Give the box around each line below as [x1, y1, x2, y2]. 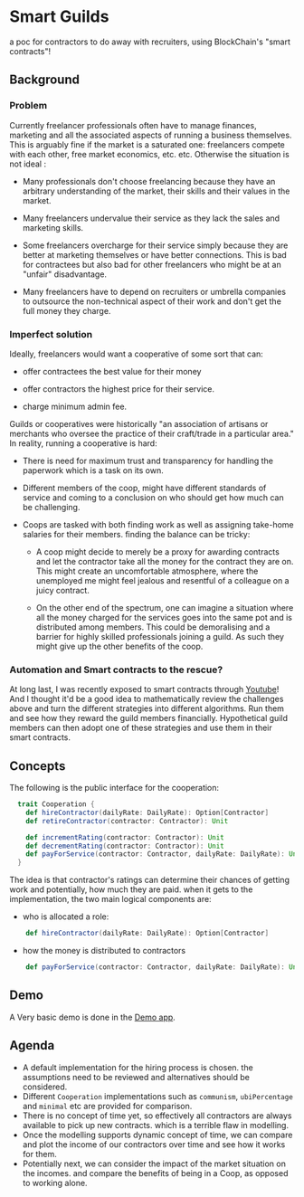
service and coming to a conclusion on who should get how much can [22, 491, 284, 503]
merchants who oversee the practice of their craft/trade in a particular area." [9, 428, 294, 439]
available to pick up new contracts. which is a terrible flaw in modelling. [22, 1119, 290, 1130]
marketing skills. [22, 222, 84, 233]
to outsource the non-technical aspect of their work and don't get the [22, 296, 282, 307]
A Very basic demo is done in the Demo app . [9, 1012, 176, 1022]
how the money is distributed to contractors [22, 945, 186, 956]
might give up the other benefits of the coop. [35, 641, 204, 651]
